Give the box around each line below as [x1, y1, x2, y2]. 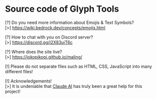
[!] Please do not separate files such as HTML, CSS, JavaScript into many [5, 63, 152, 69]
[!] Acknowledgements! [5, 78, 52, 84]
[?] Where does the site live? [5, 49, 62, 55]
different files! [5, 68, 33, 74]
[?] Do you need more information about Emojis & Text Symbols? [5, 20, 134, 25]
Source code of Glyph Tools [5, 3, 119, 15]
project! [5, 88, 21, 94]
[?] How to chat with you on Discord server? [5, 34, 93, 40]
